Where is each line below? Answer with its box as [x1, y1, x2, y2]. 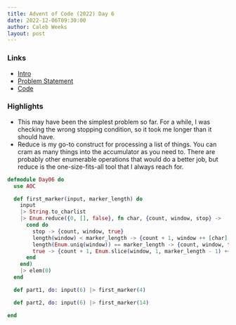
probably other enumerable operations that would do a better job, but [17, 155, 218, 163]
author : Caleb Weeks [7, 23, 68, 30]
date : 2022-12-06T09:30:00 [7, 17, 86, 24]
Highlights [7, 101, 44, 111]
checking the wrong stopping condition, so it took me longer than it [17, 125, 212, 134]
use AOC [13, 182, 37, 190]
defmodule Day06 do [7, 176, 65, 183]
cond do [25, 222, 49, 229]
